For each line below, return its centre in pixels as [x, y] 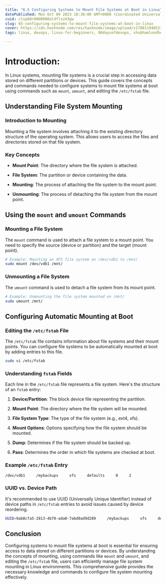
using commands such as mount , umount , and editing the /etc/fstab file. [78, 91]
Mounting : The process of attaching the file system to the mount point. [84, 184]
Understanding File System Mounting [64, 107]
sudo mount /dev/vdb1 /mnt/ [34, 264]
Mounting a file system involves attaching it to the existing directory [74, 131]
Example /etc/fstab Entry [37, 465]
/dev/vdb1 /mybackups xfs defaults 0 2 [68, 475]
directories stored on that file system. [43, 142]
